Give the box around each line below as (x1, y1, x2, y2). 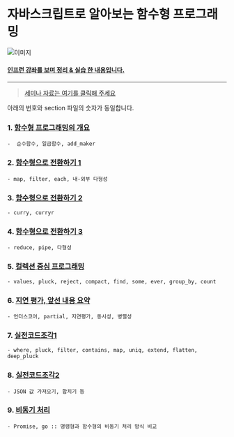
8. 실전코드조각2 (7, 371, 60, 380)
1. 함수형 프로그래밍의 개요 (7, 123, 91, 133)
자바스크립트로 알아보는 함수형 (7, 6, 171, 22)
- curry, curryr (7, 209, 54, 216)
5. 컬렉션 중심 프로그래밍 (7, 262, 85, 272)
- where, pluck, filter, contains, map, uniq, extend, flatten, (7, 347, 198, 354)
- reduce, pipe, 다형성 (7, 244, 72, 251)
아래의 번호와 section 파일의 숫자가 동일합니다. (7, 104, 134, 112)
